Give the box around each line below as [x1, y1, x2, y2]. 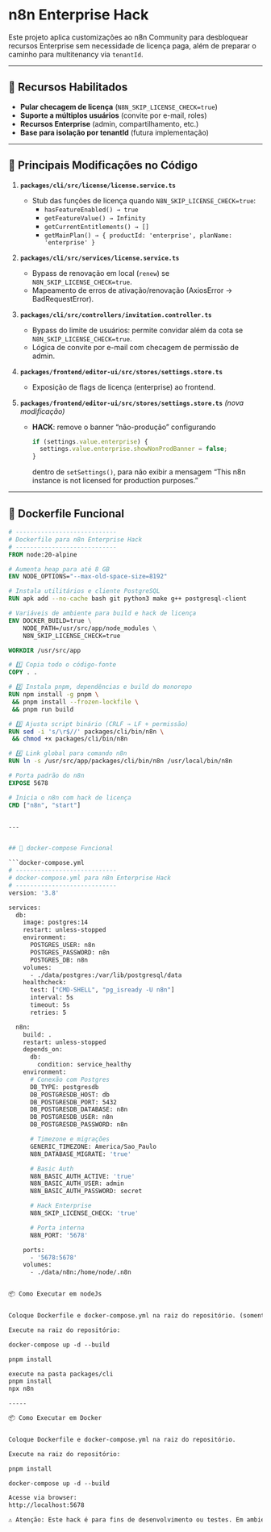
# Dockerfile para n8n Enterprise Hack [8, 535, 143, 544]
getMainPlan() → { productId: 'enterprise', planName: [44, 232, 232, 240]
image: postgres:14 [23, 918, 89, 927]
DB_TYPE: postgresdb [29, 1083, 99, 1091]
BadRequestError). [31, 294, 94, 303]
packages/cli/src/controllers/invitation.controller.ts [19, 311, 212, 319]
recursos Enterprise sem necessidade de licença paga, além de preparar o [8, 40, 256, 50]
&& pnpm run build [11, 705, 74, 713]
